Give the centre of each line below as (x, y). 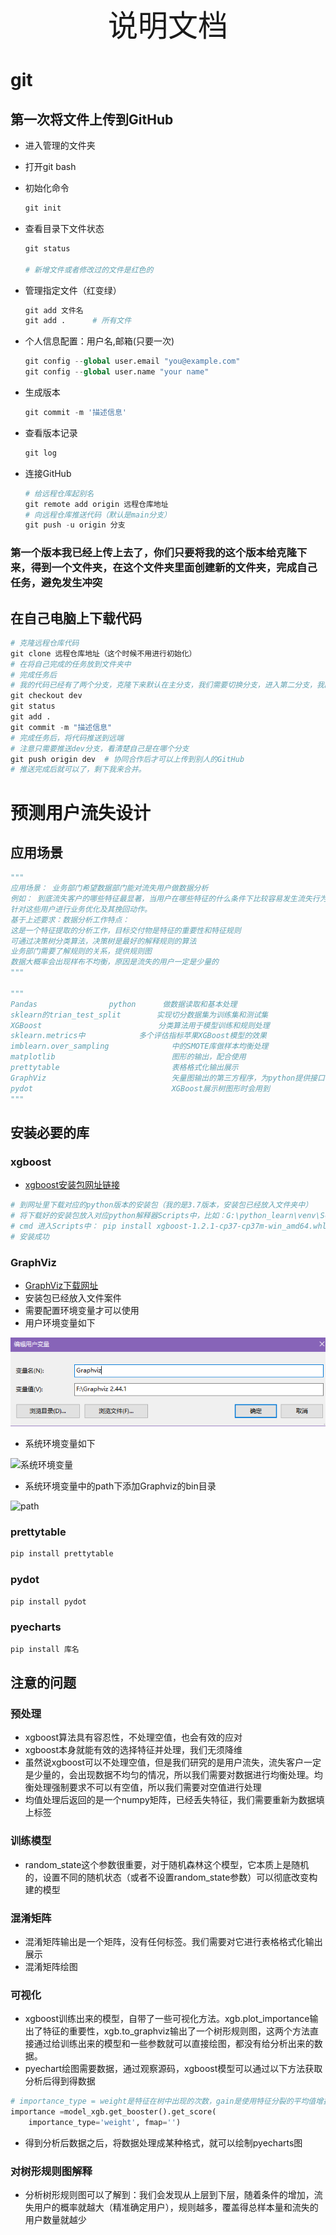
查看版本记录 (51, 432)
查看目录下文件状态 (64, 228)
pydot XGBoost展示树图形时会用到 (140, 1088)
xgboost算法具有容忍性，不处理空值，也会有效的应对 (133, 1737)
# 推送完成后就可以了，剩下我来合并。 (78, 770)
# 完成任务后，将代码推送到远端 (67, 738)
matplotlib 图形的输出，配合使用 (128, 1057)
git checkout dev (46, 696)
